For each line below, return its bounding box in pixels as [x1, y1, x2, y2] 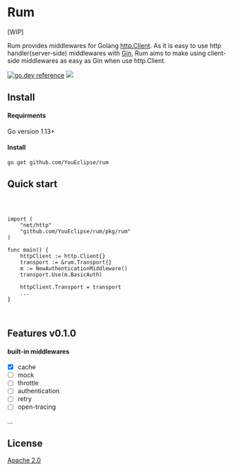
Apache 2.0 [7, 456, 41, 465]
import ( [7, 215, 33, 223]
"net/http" [20, 221, 52, 228]
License [7, 437, 43, 449]
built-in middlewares [7, 347, 70, 356]
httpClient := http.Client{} [20, 252, 106, 260]
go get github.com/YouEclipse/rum [7, 158, 109, 166]
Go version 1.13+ [7, 127, 55, 135]
